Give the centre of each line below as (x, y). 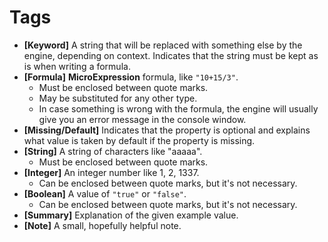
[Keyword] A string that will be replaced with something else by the (163, 45)
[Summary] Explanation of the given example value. (131, 215)
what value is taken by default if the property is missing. (139, 140)
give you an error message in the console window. (142, 119)
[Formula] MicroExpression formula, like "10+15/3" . (131, 77)
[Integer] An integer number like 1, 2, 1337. (111, 172)
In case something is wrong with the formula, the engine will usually (178, 108)
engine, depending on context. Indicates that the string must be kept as (171, 55)
